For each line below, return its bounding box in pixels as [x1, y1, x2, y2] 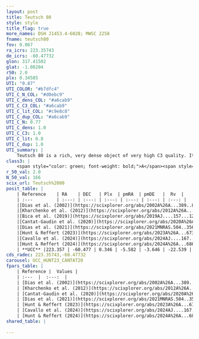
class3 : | [6, 158, 31, 164]
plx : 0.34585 [6, 75, 38, 81]
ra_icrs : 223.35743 [6, 48, 54, 54]
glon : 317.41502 [6, 58, 46, 64]
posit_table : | [6, 186, 44, 192]
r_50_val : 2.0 [6, 169, 41, 175]
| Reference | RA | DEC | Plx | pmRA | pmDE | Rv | [17, 191, 184, 197]
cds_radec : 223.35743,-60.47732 [6, 252, 86, 258]
